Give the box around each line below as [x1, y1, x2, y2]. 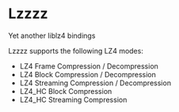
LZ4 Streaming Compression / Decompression [19, 78, 172, 88]
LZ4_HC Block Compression [19, 86, 112, 95]
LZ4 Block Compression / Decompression [19, 69, 157, 79]
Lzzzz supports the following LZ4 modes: [8, 46, 144, 55]
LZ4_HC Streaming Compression [19, 95, 128, 104]
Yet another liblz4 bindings [8, 31, 96, 40]
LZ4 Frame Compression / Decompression [19, 61, 158, 71]
